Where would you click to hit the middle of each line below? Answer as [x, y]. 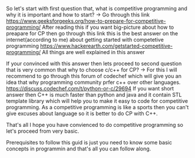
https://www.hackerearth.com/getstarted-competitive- [107, 46]
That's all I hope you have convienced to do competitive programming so [95, 125]
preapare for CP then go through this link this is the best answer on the [92, 33]
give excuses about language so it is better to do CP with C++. [82, 113]
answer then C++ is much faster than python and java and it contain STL [94, 95]
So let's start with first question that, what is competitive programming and [97, 9]
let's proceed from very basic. [43, 131]
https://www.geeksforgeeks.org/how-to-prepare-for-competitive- [86, 21]
